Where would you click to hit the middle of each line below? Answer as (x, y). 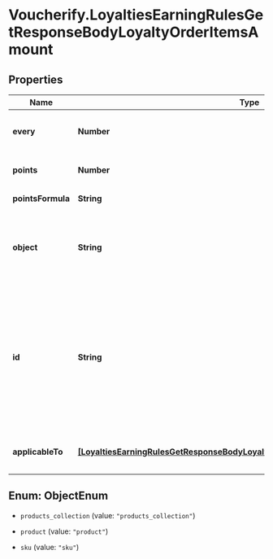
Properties (36, 79)
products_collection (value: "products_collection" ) (108, 515)
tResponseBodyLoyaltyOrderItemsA (134, 32)
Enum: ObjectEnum (58, 496)
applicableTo (38, 452)
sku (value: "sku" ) (50, 547)
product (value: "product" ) (64, 531)
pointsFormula (41, 199)
